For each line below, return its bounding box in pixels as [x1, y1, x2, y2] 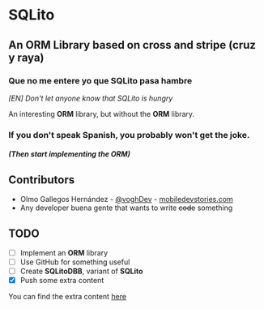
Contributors [8, 173, 75, 187]
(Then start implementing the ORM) [8, 149, 131, 159]
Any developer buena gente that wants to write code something [19, 203, 233, 212]
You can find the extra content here [8, 292, 127, 302]
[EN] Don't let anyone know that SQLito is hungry [8, 93, 173, 103]
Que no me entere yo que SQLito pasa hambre [8, 75, 193, 86]
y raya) [8, 50, 45, 64]
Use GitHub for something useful [19, 257, 130, 267]
